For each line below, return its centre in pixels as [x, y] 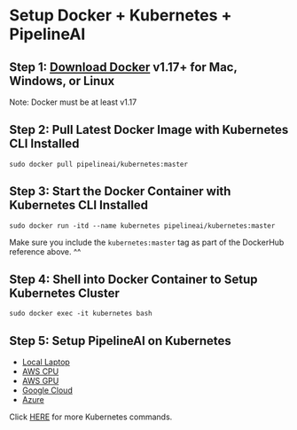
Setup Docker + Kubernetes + [121, 16]
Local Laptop [46, 362]
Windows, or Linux [62, 81]
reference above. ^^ [45, 251]
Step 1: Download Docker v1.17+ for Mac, [123, 67]
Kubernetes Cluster [64, 293]
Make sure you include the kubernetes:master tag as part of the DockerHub [147, 242]
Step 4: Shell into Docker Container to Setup [133, 280]
